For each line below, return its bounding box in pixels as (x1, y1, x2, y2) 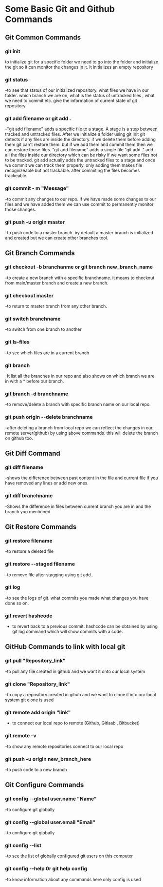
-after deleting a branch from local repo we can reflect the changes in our (5, 424, 153, 430)
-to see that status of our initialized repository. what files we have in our (5, 87, 149, 93)
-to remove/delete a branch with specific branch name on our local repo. (5, 402, 151, 407)
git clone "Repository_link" (5, 681, 71, 687)
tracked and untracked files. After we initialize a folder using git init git (5, 131, 145, 137)
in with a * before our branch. (5, 378, 64, 384)
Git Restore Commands (5, 523, 77, 531)
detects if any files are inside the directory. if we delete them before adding (5, 137, 156, 142)
